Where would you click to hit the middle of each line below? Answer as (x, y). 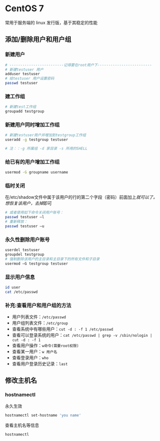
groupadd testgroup (25, 112)
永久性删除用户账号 (27, 239)
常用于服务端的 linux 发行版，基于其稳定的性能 (51, 22)
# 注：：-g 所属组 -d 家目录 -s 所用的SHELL (46, 149)
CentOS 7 (24, 9)
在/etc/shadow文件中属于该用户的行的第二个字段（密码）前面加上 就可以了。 (81, 197)
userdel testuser (23, 250)
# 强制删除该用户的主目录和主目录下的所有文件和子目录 (52, 259)
